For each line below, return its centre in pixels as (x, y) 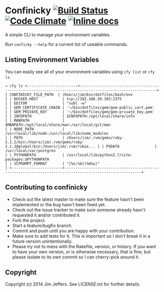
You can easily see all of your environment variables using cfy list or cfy (80, 72)
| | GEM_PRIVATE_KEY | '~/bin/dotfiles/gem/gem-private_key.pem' (80, 112)
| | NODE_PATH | (35, 129)
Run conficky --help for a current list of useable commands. (67, 44)
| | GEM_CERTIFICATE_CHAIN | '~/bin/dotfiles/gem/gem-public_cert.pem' (80, 108)
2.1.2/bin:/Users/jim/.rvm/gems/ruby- (45, 142)
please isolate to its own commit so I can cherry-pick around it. (76, 257)
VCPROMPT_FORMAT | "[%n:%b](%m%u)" (57, 164)
